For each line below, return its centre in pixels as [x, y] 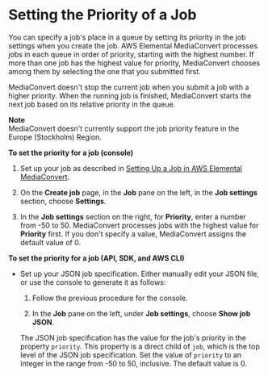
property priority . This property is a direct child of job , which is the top [140, 346]
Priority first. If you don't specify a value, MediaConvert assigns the [133, 234]
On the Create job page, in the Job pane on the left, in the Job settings [139, 192]
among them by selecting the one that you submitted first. [105, 71]
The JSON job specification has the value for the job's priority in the [133, 337]
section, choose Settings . [63, 201]
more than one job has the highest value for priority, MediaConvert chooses [134, 63]
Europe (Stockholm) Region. [55, 137]
